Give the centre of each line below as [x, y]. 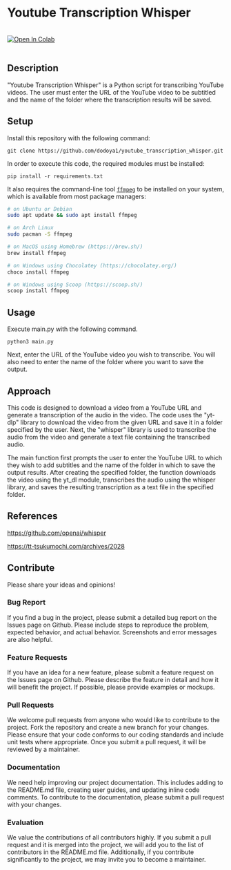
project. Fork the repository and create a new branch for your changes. [108, 728]
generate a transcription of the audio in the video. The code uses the [105, 415]
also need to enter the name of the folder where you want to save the [106, 362]
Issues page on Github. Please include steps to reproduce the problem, [108, 625]
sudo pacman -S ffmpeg [40, 234]
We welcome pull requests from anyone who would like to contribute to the [113, 720]
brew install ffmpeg [37, 253]
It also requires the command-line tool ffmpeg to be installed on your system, [116, 189]
